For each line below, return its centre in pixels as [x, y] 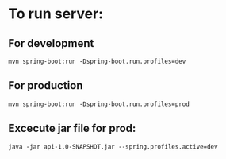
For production [46, 85]
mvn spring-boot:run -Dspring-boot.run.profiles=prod [99, 104]
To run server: [56, 14]
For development [51, 43]
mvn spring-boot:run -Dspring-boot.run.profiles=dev [97, 61]
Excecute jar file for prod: [72, 128]
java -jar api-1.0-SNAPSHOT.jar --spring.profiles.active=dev [113, 147]
